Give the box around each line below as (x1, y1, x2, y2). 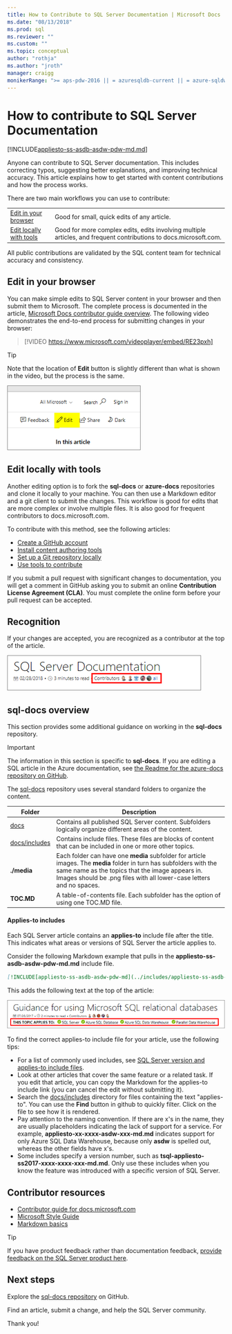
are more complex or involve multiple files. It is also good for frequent (7, 504, 205, 512)
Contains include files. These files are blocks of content (56, 835, 214, 843)
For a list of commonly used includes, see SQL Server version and (17, 1056, 205, 1064)
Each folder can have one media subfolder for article (56, 852, 206, 860)
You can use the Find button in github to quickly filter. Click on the (28, 1100, 217, 1109)
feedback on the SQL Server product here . (7, 1254, 128, 1263)
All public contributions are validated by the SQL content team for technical (7, 248, 221, 256)
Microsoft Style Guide (17, 1213, 79, 1221)
